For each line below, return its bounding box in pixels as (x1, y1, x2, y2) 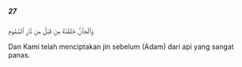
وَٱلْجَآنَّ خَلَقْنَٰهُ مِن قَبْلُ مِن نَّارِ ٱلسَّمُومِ (8, 26, 93, 35)
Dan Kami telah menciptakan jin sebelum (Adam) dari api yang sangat (8, 42, 234, 51)
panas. (8, 50, 31, 59)
